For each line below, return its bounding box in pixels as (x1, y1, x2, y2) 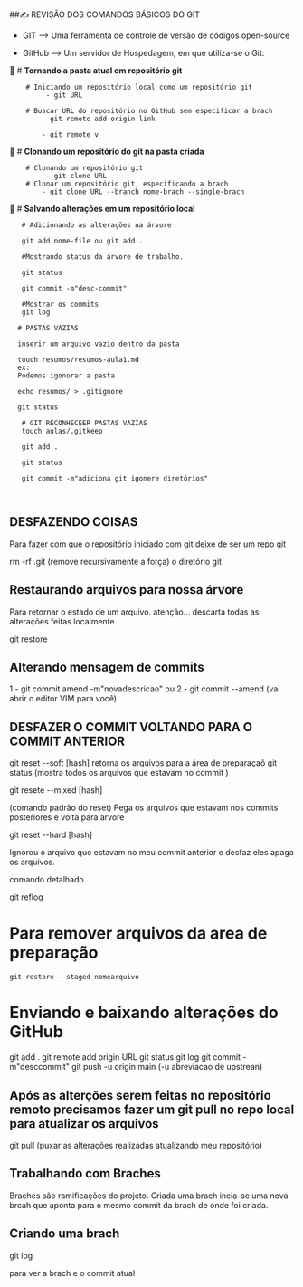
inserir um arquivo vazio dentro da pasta (17, 339, 180, 348)
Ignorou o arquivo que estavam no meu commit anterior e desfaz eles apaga (9, 847, 294, 858)
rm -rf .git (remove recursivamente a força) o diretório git (9, 556, 223, 567)
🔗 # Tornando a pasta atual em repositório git (9, 65, 183, 76)
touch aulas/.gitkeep (21, 426, 103, 435)
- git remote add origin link (42, 114, 156, 123)
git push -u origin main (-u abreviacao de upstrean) (71, 1062, 263, 1072)
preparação (9, 942, 99, 963)
